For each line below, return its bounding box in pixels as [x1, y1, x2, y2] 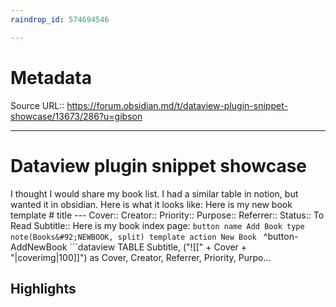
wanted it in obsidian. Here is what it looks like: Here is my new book [10, 198, 293, 210]
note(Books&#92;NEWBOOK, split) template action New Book [10, 232, 257, 242]
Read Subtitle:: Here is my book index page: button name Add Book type [10, 219, 305, 231]
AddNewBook [10, 241, 68, 253]
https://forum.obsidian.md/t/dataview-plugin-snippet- [66, 99, 288, 111]
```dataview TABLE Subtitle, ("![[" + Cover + [69, 241, 248, 253]
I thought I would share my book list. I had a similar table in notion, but [10, 187, 299, 200]
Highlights [10, 280, 77, 297]
